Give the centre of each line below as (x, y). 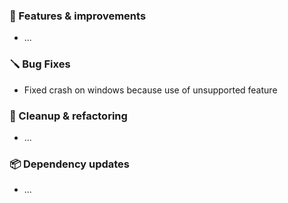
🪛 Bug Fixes (40, 64)
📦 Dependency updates (70, 164)
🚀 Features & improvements (78, 16)
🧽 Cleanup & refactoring (68, 116)
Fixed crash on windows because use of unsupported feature (150, 90)
